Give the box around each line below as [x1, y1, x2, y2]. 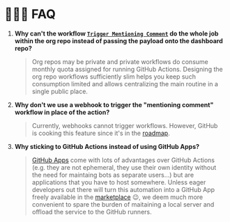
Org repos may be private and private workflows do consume [31, 57, 208, 65]
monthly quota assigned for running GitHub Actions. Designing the [31, 65, 223, 73]
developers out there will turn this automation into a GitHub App [31, 185, 215, 193]
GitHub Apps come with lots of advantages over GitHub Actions [31, 156, 215, 164]
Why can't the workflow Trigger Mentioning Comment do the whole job [14, 29, 219, 38]
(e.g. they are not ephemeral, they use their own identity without [31, 163, 217, 171]
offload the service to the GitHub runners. [31, 207, 152, 216]
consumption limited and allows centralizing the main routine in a [31, 79, 219, 88]
